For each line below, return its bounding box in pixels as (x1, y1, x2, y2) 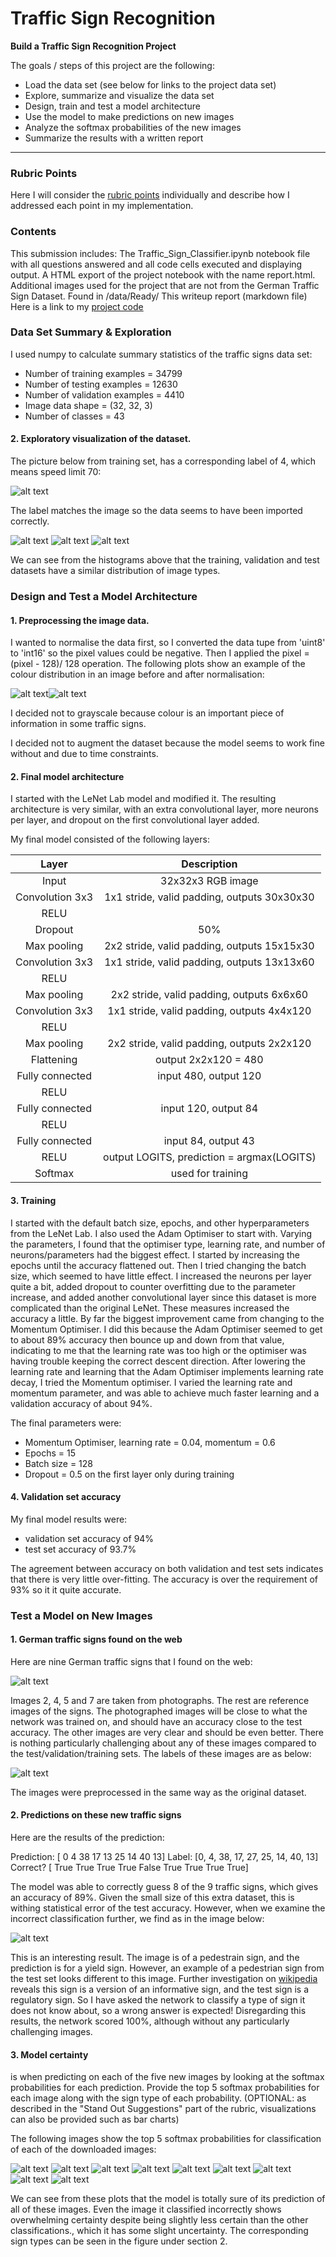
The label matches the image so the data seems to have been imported (10, 505, 303, 517)
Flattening (30, 1053, 78, 1067)
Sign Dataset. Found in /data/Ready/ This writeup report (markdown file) (10, 290, 308, 302)
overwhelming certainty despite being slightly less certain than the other (10, 2214, 309, 2226)
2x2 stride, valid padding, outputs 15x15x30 (104, 939, 315, 953)
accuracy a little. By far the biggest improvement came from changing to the (10, 1312, 325, 1324)
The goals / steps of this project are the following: (10, 59, 215, 71)
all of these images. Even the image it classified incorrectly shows (10, 2203, 282, 2216)
